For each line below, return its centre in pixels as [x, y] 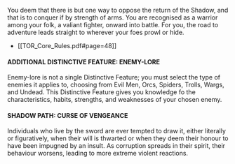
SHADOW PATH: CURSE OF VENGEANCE [68, 115]
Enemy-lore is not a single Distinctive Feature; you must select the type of [114, 77]
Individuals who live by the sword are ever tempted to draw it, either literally [117, 131]
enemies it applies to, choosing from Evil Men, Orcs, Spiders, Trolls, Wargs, [116, 85]
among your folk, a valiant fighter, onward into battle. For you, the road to [113, 25]
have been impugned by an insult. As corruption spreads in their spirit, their [116, 146]
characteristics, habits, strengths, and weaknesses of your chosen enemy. [115, 100]
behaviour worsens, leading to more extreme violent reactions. [98, 154]
